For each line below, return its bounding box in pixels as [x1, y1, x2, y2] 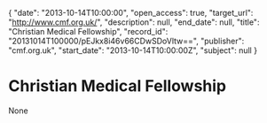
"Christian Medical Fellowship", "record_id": [8, 27, 169, 36]
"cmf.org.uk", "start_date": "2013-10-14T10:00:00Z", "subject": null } [8, 45, 258, 56]
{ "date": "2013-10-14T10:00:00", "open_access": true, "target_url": [8, 8, 254, 18]
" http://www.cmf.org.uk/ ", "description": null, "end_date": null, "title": [8, 17, 260, 27]
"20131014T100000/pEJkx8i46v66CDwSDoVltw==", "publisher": [8, 35, 245, 46]
